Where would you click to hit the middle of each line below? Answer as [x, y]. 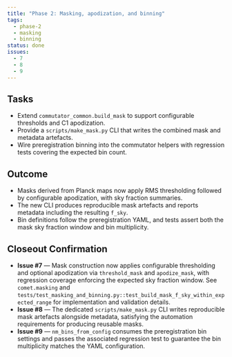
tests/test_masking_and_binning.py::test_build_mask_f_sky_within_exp [121, 295]
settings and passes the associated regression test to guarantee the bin [119, 338]
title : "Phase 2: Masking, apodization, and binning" [86, 13]
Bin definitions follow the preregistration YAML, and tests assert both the [120, 220]
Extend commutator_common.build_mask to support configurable [106, 116]
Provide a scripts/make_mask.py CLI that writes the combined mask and [119, 130]
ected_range [34, 303]
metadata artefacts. [45, 138]
